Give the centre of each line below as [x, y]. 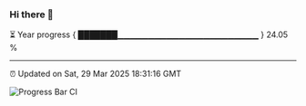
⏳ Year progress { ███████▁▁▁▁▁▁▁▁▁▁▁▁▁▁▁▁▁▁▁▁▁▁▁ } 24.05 [149, 34]
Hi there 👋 [32, 14]
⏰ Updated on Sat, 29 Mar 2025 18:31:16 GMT [96, 74]
